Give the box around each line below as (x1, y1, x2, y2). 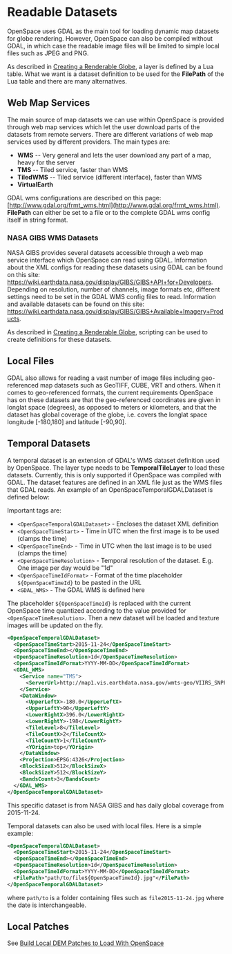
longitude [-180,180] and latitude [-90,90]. (7, 417, 126, 426)
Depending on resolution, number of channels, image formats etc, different (7, 285, 220, 294)
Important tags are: (7, 506, 62, 515)
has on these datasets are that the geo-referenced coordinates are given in (7, 395, 221, 404)
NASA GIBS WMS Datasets (7, 233, 99, 242)
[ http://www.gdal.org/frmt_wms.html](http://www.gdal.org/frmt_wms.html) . (7, 201, 221, 209)
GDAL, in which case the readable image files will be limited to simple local (7, 41, 220, 50)
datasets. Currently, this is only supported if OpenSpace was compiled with (7, 470, 222, 479)
